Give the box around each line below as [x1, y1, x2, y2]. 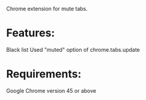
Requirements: [6, 67, 82, 81]
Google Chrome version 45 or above [6, 87, 97, 94]
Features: [6, 27, 55, 40]
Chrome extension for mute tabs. [6, 5, 88, 12]
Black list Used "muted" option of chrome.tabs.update [6, 46, 140, 53]
